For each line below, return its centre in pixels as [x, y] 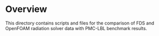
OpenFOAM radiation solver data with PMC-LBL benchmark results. [76, 28]
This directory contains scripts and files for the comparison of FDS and [80, 23]
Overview [26, 9]
